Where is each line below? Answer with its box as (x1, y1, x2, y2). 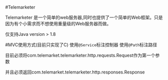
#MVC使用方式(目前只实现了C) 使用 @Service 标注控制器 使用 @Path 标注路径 (5, 42, 157, 48)
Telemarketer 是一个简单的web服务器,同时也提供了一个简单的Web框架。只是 (5, 14, 163, 20)
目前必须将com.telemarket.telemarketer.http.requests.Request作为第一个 (5, 52, 155, 58)
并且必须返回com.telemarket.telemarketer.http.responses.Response (5, 69, 145, 75)
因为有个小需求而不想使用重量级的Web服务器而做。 (5, 21, 111, 26)
